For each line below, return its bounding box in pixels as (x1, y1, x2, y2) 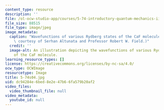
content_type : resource (5, 7, 54, 12)
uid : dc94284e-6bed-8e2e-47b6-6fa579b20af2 (5, 79, 95, 84)
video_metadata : (5, 93, 38, 98)
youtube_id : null (9, 98, 45, 103)
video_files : (5, 84, 32, 89)
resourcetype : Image (5, 71, 47, 75)
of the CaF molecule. (14, 52, 58, 57)
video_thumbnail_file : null (9, 89, 67, 93)
